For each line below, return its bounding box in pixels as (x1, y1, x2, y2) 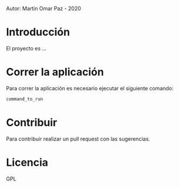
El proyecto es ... (6, 45, 47, 52)
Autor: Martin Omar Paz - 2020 (6, 5, 81, 12)
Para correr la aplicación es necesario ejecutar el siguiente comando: (6, 84, 174, 91)
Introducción (6, 26, 70, 39)
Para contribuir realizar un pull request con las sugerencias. (6, 135, 151, 142)
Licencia (6, 155, 49, 169)
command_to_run (6, 96, 43, 102)
